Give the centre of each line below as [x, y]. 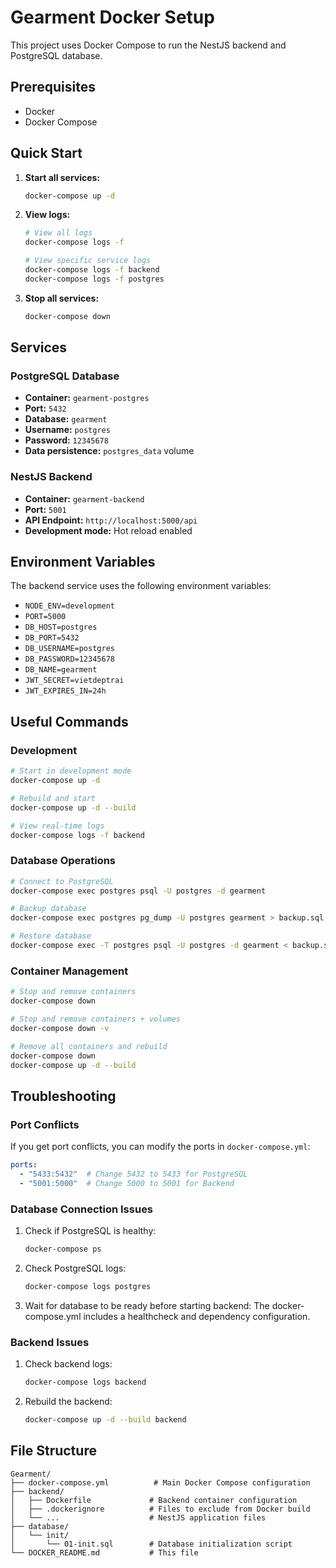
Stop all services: [62, 298]
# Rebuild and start [53, 798]
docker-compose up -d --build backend [105, 1419]
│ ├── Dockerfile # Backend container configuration [154, 1500]
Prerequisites [53, 87]
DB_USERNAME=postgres [69, 649]
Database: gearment [66, 419]
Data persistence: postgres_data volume [109, 451]
